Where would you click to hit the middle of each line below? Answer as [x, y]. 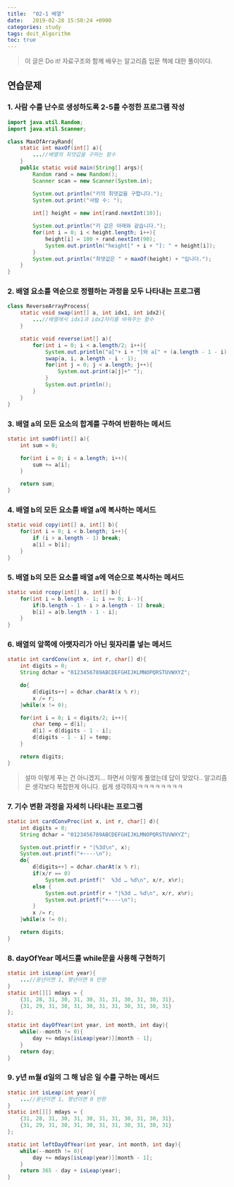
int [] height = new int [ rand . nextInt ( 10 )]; [97, 213]
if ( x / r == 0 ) [52, 874]
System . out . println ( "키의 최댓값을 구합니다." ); [98, 194]
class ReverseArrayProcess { [49, 306]
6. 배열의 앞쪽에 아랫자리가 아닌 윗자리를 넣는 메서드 [90, 645]
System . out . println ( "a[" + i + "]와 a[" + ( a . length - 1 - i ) [136, 352]
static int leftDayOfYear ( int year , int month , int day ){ [94, 1144]
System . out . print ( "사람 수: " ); [78, 200]
